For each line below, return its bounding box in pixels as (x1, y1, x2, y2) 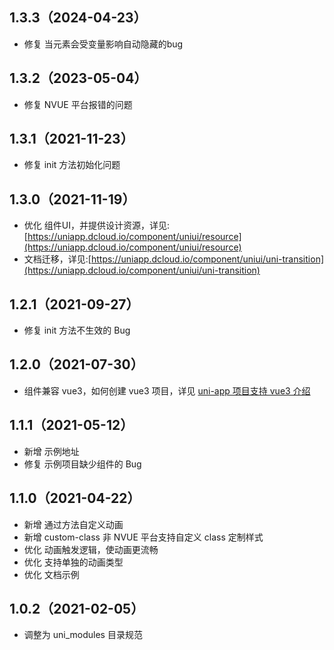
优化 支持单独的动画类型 (23, 556, 124, 568)
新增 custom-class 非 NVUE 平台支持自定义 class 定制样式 (23, 531, 264, 543)
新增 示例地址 (23, 445, 80, 457)
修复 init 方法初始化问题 (23, 159, 121, 171)
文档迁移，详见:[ (23, 253, 92, 265)
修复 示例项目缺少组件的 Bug (23, 458, 142, 470)
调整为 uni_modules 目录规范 (23, 629, 143, 641)
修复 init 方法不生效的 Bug (23, 324, 131, 337)
